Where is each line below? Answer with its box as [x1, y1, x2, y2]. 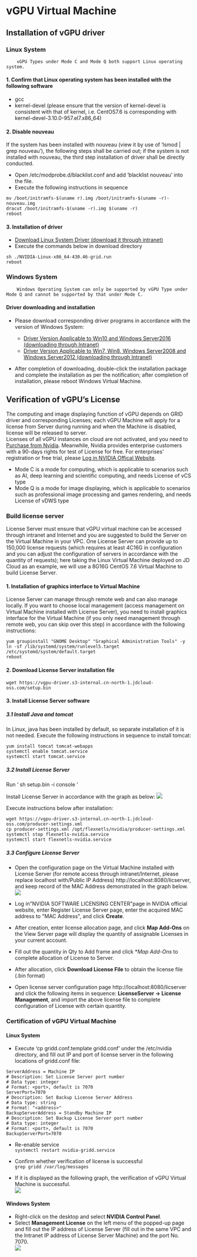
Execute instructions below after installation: [6, 805, 113, 812]
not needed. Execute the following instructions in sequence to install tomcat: [6, 732, 191, 739]
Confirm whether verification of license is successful [14, 1158, 143, 1165]
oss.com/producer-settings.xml [6, 821, 83, 827]
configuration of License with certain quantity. [14, 1003, 126, 1009]
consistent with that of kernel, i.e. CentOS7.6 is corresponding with [14, 108, 177, 116]
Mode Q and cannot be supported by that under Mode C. [6, 291, 143, 298]
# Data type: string [6, 1100, 57, 1106]
